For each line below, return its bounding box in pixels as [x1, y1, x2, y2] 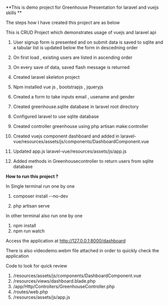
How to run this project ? [6, 174, 59, 179]
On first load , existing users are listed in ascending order [13, 54, 133, 60]
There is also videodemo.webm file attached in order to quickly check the [6, 248, 159, 253]
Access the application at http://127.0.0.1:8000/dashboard [6, 238, 126, 244]
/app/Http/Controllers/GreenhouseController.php [13, 284, 115, 289]
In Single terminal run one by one [6, 183, 75, 189]
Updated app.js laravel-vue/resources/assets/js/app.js [13, 148, 127, 154]
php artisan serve [13, 203, 50, 209]
